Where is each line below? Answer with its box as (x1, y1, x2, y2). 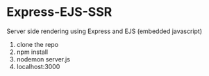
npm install (16, 48, 49, 56)
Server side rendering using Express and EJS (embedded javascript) (6, 27, 203, 35)
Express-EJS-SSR (6, 4, 112, 20)
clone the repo (16, 40, 59, 48)
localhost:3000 (16, 62, 60, 70)
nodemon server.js (16, 55, 71, 63)
